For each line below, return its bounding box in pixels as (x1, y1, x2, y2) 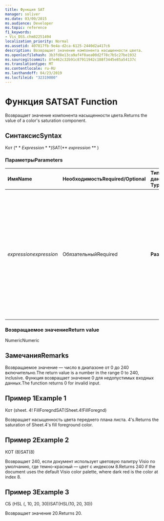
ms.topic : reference (5, 25, 47, 30)
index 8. (5, 474, 21, 480)
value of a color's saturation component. (5, 118, 87, 123)
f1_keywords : (5, 30, 32, 35)
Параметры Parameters (5, 157, 63, 163)
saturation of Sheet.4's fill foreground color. (5, 421, 93, 427)
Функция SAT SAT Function (5, 96, 118, 107)
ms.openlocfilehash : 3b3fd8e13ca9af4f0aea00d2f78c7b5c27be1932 (5, 52, 137, 58)
